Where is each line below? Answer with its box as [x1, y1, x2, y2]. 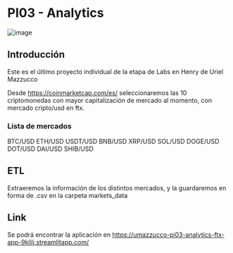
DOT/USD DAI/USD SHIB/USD [7, 144, 94, 153]
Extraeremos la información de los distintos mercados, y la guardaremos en [7, 183, 227, 192]
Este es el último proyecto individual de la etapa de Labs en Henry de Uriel [7, 67, 224, 75]
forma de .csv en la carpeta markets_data [7, 191, 128, 199]
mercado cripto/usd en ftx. [7, 104, 85, 112]
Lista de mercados [7, 121, 72, 131]
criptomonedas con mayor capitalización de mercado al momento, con [7, 96, 213, 104]
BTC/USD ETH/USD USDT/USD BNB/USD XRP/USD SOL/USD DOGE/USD [7, 137, 220, 146]
